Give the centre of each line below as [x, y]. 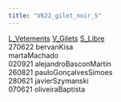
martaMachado [33, 55]
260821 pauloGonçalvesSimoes [60, 72]
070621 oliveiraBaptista [47, 89]
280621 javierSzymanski [49, 80]
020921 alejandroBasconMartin [60, 64]
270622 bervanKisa [41, 47]
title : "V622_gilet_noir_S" [55, 16]
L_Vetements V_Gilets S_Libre [56, 38]
